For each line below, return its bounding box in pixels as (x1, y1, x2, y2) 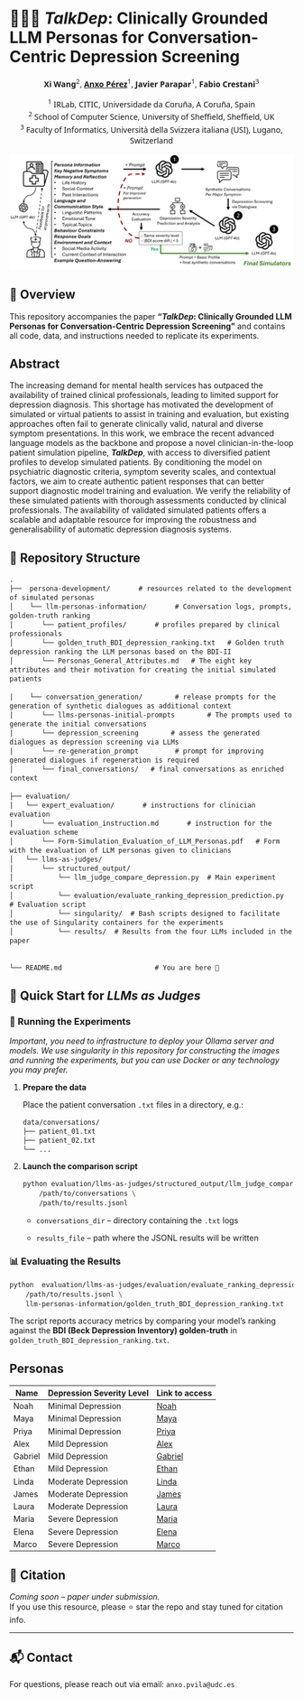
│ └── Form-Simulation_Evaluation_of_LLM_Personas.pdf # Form (9, 837, 280, 847)
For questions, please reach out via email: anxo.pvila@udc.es (9, 1678, 235, 1689)
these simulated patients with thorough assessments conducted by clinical (9, 496, 287, 506)
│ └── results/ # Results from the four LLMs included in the (9, 927, 293, 937)
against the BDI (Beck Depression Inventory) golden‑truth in (9, 1325, 237, 1336)
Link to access (156, 1387, 213, 1398)
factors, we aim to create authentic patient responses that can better (9, 476, 264, 487)
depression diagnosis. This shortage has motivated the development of (9, 399, 274, 410)
